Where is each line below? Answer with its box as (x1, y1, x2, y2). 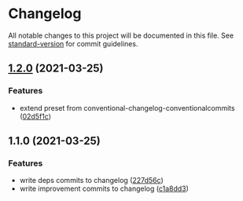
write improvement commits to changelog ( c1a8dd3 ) (19, 184, 189, 193)
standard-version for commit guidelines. (8, 38, 138, 48)
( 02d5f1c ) (19, 111, 51, 121)
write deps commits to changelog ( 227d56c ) (19, 176, 164, 185)
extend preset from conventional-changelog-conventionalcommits (19, 103, 235, 112)
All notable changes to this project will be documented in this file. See (8, 31, 234, 40)
